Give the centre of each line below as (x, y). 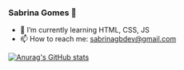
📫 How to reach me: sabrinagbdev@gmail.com (98, 39)
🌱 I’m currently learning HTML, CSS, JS (84, 30)
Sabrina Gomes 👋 (43, 13)
